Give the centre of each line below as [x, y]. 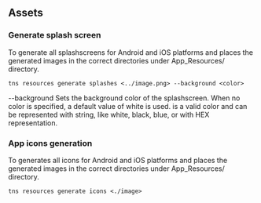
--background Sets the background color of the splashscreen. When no [124, 98]
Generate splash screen [55, 35]
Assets [26, 13]
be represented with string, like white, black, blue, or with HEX [109, 114]
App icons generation [50, 143]
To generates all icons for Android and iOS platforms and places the [118, 160]
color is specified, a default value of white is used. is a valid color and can [128, 106]
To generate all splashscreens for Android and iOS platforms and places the [131, 52]
